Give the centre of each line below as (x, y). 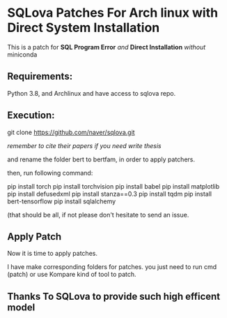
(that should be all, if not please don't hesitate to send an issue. (98, 215)
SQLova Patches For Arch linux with (112, 13)
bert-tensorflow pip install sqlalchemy (62, 201)
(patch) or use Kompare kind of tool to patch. (72, 275)
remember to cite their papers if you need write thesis (84, 145)
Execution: (31, 116)
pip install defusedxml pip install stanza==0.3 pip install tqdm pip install (110, 194)
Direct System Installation (84, 28)
